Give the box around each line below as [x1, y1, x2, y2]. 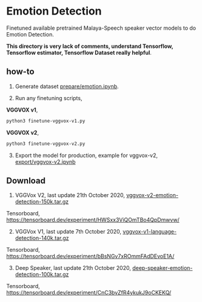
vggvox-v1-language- [123, 228, 177, 235]
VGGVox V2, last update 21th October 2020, [15, 192, 126, 199]
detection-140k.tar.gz [15, 235, 69, 242]
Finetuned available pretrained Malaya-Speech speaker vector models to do [6, 24, 196, 32]
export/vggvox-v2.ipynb [15, 158, 76, 165]
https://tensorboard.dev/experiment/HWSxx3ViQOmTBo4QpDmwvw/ [6, 216, 180, 224]
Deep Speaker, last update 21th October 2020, [15, 264, 132, 272]
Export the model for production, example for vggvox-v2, [15, 152, 158, 159]
